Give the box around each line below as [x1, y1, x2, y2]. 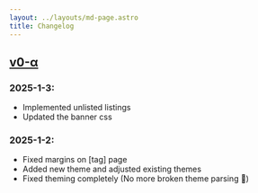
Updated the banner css [22, 111, 112, 122]
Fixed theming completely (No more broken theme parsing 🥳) [22, 173, 250, 184]
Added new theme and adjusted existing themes [22, 163, 202, 175]
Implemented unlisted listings [22, 102, 131, 113]
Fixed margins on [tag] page [22, 154, 128, 165]
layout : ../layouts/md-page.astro [9, 13, 139, 22]
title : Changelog [9, 22, 75, 31]
